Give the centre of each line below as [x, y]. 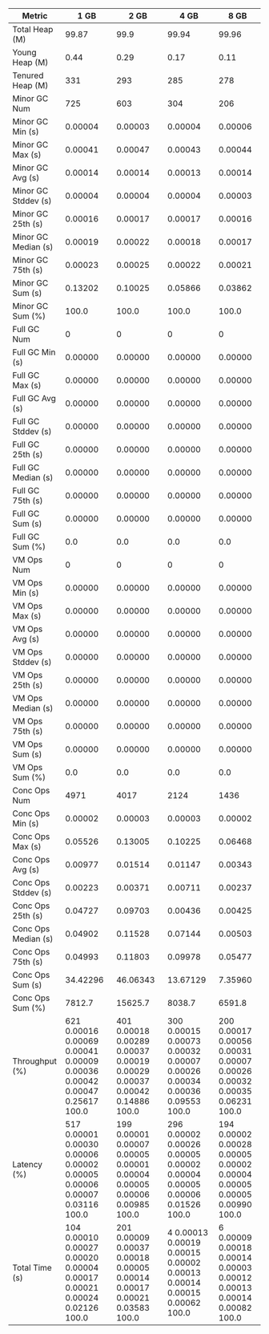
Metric [35, 16]
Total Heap [33, 29]
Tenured [28, 75]
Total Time [32, 1268]
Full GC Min [34, 352]
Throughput [35, 1061]
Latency [27, 1164]
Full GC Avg [34, 398]
